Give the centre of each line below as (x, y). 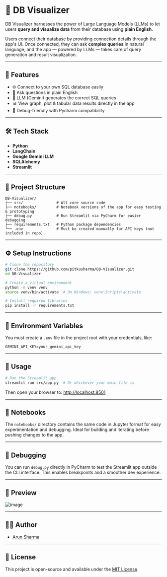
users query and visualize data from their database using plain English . (79, 29)
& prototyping (20, 212)
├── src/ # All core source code (55, 203)
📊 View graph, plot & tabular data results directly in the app (74, 103)
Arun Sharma (26, 537)
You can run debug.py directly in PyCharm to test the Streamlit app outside (81, 467)
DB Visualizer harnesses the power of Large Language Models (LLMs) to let (83, 24)
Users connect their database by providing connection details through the (81, 39)
